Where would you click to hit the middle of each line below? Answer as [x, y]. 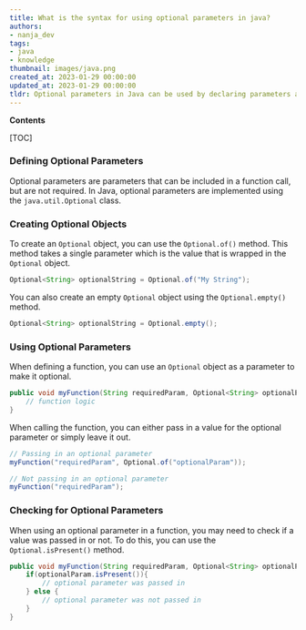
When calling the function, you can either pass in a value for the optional [146, 427]
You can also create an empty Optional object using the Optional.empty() [148, 297]
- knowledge [32, 60]
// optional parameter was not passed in [122, 600]
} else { [42, 592]
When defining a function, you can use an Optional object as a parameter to [152, 367]
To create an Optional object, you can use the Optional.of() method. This [149, 244]
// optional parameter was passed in [113, 584]
